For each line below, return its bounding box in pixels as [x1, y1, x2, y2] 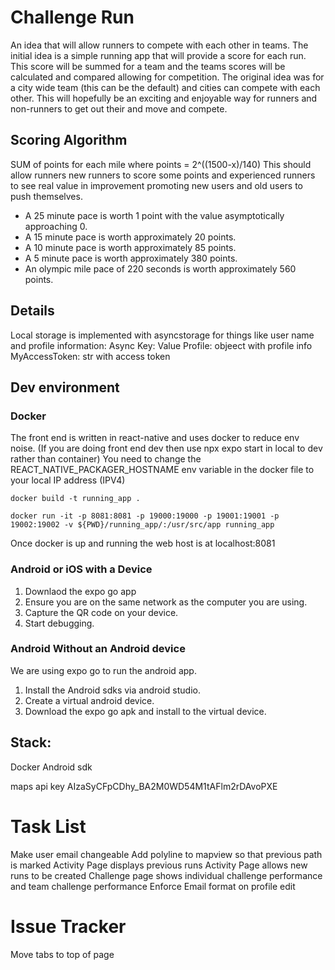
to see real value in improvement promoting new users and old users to [10, 179, 303, 191]
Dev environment [10, 379, 120, 396]
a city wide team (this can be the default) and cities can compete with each [10, 81, 321, 93]
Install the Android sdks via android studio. [24, 684, 201, 696]
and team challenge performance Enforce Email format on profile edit [10, 880, 296, 892]
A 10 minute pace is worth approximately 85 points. [24, 241, 237, 253]
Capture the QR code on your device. [24, 606, 179, 618]
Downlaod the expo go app [24, 585, 137, 597]
